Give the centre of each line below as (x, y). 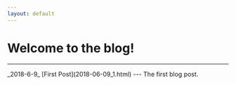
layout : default (31, 14)
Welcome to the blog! (71, 48)
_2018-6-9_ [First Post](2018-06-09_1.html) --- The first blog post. (103, 74)
